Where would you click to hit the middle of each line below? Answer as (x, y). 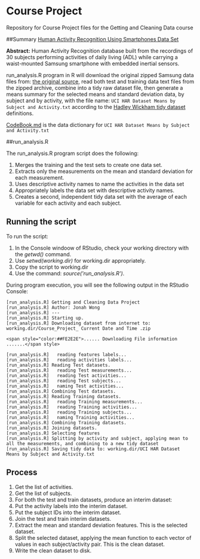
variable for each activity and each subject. (68, 203)
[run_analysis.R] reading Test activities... (67, 375)
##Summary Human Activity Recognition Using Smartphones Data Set (93, 39)
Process (22, 473)
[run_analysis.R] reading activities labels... (69, 360)
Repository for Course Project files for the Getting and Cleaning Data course (100, 28)
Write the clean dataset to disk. (53, 550)
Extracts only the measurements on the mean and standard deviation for (104, 171)
